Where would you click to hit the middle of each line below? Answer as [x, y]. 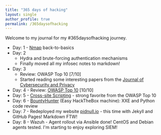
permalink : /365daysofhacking [37, 24]
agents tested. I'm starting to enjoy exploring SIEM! [65, 127]
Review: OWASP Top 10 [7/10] [50, 74]
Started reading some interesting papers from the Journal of [82, 79]
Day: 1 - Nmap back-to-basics [43, 47]
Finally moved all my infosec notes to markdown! [70, 63]
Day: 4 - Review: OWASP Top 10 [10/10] [53, 90]
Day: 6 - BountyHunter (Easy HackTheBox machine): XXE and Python [83, 101]
